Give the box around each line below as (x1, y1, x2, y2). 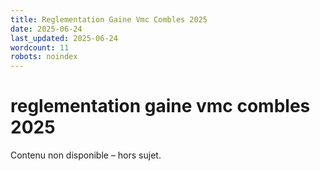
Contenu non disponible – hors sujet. (10, 149, 162, 161)
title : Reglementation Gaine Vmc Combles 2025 (10, 14, 208, 25)
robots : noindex (10, 52, 78, 62)
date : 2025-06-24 (10, 24, 83, 34)
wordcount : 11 (10, 42, 70, 53)
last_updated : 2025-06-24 (10, 33, 118, 43)
